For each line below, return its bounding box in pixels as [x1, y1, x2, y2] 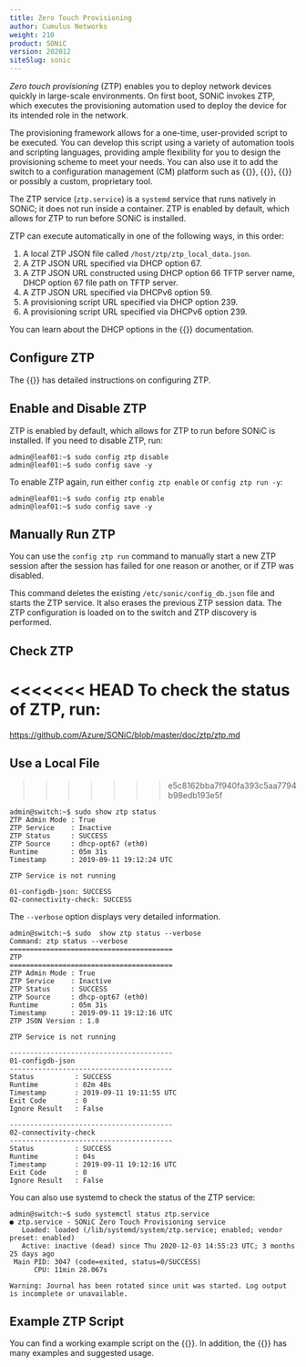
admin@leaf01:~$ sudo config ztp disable [9, 452, 169, 461]
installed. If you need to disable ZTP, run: [9, 435, 164, 446]
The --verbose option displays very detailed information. [9, 910, 221, 921]
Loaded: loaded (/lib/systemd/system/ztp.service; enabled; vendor [21, 1225, 283, 1235]
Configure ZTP [9, 350, 96, 365]
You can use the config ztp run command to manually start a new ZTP [9, 550, 276, 561]
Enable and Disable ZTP [9, 401, 148, 416]
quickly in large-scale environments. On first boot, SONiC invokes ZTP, [9, 90, 275, 101]
